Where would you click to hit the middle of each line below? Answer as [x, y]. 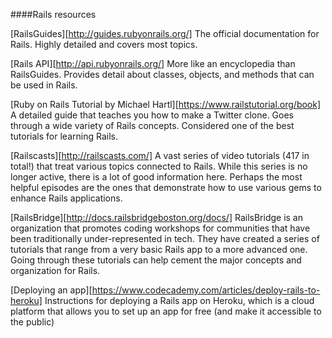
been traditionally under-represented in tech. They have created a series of [165, 238]
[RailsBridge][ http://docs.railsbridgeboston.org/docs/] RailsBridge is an [156, 217]
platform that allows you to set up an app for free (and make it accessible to [166, 311]
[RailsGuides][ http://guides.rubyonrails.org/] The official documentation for [165, 33]
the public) [32, 322]
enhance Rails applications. [66, 198]
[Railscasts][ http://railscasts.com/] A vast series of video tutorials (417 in [160, 155]
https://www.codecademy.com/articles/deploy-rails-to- [206, 290]
